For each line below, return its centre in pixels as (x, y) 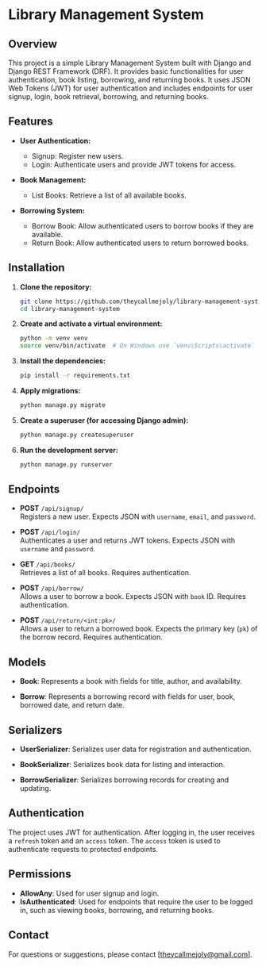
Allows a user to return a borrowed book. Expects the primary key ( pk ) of (139, 629)
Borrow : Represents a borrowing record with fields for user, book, (127, 696)
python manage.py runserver (66, 464)
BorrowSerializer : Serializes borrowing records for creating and (124, 780)
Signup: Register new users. (77, 155)
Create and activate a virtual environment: (91, 324)
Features (31, 122)
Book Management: (53, 179)
